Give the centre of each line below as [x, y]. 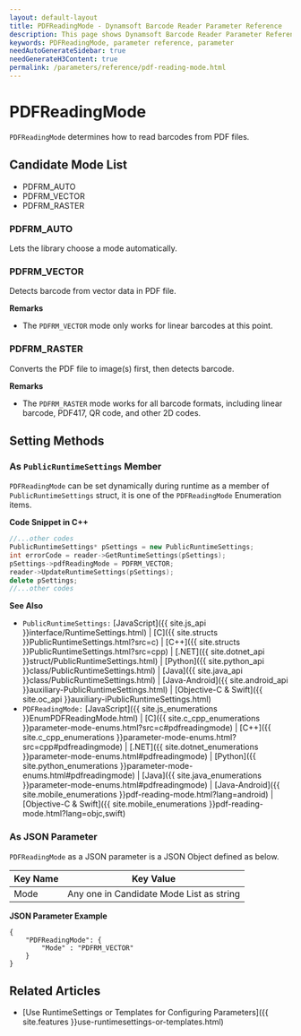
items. [21, 505]
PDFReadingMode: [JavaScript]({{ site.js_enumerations [120, 709]
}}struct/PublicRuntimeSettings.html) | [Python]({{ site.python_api [143, 661]
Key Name [36, 878]
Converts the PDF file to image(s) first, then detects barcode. [122, 368]
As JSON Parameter [54, 837]
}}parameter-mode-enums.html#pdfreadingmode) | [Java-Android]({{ [151, 785]
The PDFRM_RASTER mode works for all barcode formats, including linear [152, 403]
